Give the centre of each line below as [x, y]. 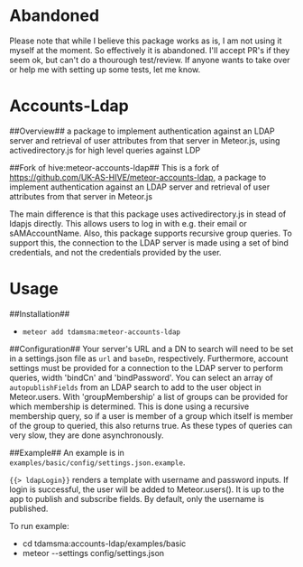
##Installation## [40, 313]
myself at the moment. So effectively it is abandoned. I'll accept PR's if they [150, 50]
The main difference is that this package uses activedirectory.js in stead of [148, 214]
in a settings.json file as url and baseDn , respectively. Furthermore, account [149, 358]
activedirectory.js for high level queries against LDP [105, 150]
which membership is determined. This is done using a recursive [129, 406]
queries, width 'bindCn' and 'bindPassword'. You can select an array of [141, 377]
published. [29, 508]
